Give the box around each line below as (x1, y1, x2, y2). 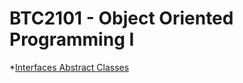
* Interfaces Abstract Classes (9, 61, 130, 73)
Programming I (9, 28, 135, 51)
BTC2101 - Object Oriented (9, 7, 234, 30)
